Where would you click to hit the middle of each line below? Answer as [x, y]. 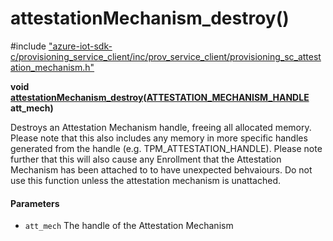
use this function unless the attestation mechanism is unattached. [146, 180]
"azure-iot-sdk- [80, 46]
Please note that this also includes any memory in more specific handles [159, 138]
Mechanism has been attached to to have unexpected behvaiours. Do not [161, 169]
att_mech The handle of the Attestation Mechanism [129, 226]
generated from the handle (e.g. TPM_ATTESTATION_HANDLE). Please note [166, 148]
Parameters [35, 203]
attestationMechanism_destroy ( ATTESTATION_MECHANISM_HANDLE [160, 97]
